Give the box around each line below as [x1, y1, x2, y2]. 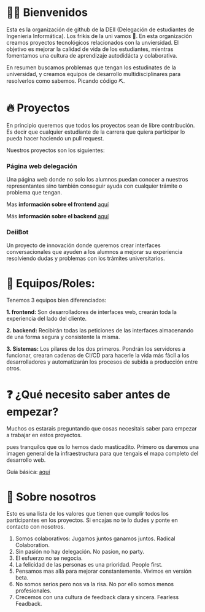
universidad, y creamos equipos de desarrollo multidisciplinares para [6, 70, 181, 77]
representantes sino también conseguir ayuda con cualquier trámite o [6, 182, 182, 189]
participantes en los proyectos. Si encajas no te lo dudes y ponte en [6, 516, 178, 524]
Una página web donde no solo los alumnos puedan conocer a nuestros [6, 176, 188, 183]
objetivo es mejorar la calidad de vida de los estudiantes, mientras [6, 45, 174, 53]
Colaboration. [15, 541, 50, 549]
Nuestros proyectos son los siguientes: [6, 147, 105, 154]
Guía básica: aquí [6, 469, 50, 476]
